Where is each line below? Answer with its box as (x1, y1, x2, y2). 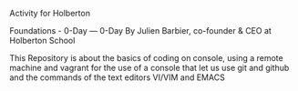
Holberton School (9, 35, 76, 45)
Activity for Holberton (9, 8, 91, 18)
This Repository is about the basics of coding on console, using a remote (9, 53, 284, 63)
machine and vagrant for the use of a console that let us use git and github (9, 63, 290, 73)
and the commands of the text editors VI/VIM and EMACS (9, 72, 225, 83)
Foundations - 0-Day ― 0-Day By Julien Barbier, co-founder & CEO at (9, 25, 272, 35)
